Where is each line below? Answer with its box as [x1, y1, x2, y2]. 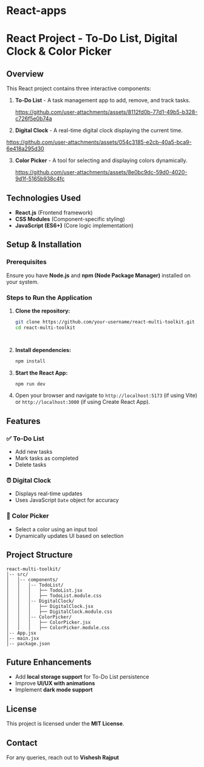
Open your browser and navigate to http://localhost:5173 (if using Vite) [15, 392, 197, 399]
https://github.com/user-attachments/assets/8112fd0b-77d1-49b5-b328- [15, 108, 198, 116]
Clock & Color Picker [6, 44, 112, 58]
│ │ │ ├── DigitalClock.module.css [6, 609, 113, 615]
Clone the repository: [15, 307, 70, 314]
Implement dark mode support [15, 686, 93, 693]
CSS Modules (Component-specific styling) [15, 216, 126, 222]
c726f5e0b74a [15, 115, 53, 122]
